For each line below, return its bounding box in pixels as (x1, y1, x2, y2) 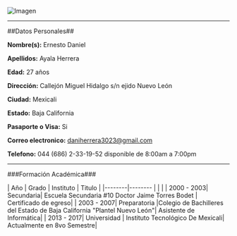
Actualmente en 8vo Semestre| (7, 221, 97, 229)
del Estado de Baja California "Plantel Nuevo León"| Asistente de (7, 206, 195, 214)
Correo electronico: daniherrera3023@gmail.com (7, 136, 153, 144)
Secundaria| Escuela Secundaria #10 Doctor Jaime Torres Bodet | (7, 191, 197, 199)
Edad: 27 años (7, 68, 50, 76)
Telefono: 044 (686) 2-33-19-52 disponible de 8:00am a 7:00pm (7, 150, 197, 158)
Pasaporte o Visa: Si (7, 123, 68, 130)
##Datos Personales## (7, 27, 74, 35)
